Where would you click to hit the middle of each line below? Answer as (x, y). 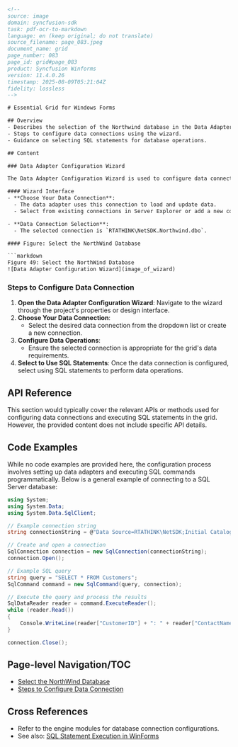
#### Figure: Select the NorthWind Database (74, 244)
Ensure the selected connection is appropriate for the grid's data (123, 348)
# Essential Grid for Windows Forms (61, 108)
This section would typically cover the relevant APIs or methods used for (113, 410)
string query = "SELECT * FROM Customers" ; (73, 577)
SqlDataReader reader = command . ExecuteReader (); (82, 604)
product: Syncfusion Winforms (52, 69)
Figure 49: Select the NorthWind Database (71, 263)
